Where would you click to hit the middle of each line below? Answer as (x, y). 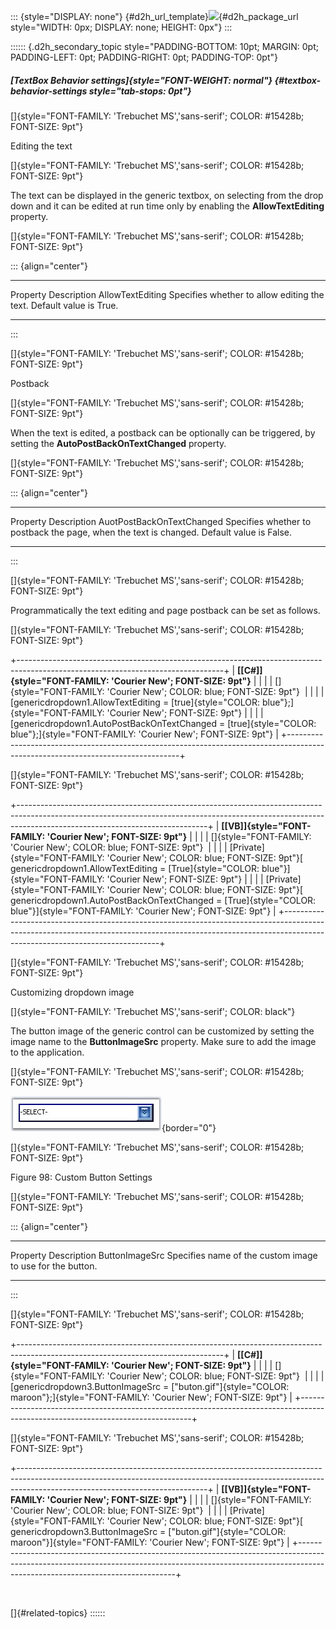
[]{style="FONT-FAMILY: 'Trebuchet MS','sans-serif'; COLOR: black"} (153, 1011)
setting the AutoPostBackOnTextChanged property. (118, 443)
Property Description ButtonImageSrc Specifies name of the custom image (164, 1255)
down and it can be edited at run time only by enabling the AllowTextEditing (167, 206)
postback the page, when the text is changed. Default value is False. (151, 532)
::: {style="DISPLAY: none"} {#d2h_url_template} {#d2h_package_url (154, 16)
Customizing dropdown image (72, 992)
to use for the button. (54, 1266)
